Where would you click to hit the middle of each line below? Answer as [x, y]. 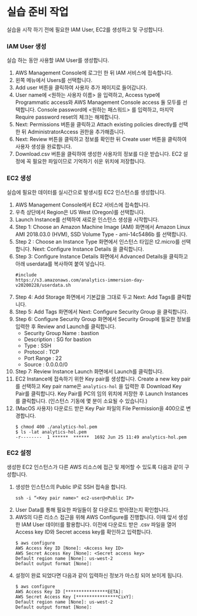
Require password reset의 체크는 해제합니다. [67, 117]
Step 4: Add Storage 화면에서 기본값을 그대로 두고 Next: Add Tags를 [95, 297]
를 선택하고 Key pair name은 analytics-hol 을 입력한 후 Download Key [98, 386]
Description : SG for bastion [58, 339]
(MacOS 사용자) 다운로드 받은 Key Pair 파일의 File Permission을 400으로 [100, 408]
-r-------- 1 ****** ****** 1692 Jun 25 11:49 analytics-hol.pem [101, 437]
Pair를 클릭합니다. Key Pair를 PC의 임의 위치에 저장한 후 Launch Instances [102, 394]
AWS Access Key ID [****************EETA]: [69, 592]
